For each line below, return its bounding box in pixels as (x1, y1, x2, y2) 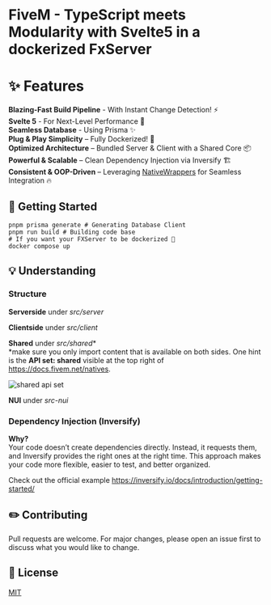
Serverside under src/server (8, 307, 104, 316)
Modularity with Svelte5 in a (8, 23, 201, 41)
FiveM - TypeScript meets (8, 6, 186, 24)
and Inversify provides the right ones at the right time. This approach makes (8, 451, 261, 460)
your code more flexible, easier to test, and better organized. (8, 459, 211, 469)
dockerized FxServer (8, 40, 152, 58)
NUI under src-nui (8, 395, 69, 405)
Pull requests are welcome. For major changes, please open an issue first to (8, 534, 261, 544)
